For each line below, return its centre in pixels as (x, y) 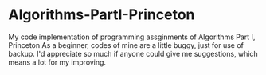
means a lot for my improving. (57, 62)
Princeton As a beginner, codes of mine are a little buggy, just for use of (126, 45)
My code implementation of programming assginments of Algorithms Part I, (132, 37)
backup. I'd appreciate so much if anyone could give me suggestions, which (133, 53)
